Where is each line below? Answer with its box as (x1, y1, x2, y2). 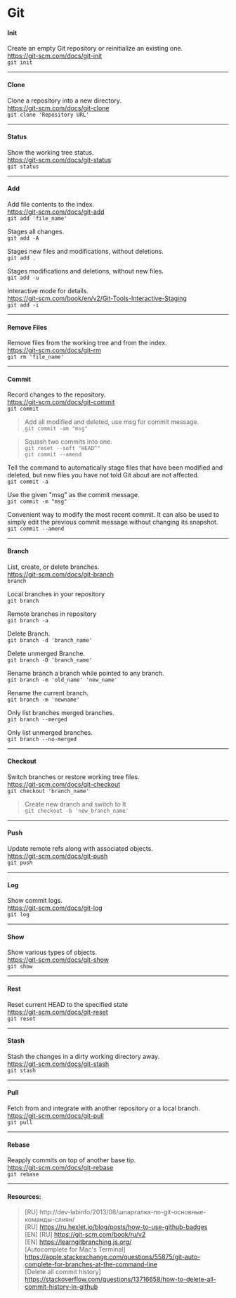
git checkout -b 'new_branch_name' (24, 807, 129, 814)
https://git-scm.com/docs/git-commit (7, 398, 115, 406)
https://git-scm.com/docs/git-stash (7, 1060, 110, 1068)
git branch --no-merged (7, 735, 77, 743)
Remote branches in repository (7, 610, 97, 618)
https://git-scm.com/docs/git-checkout (7, 780, 121, 788)
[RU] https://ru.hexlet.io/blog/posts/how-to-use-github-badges (24, 1223, 208, 1231)
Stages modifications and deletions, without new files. (7, 267, 164, 275)
